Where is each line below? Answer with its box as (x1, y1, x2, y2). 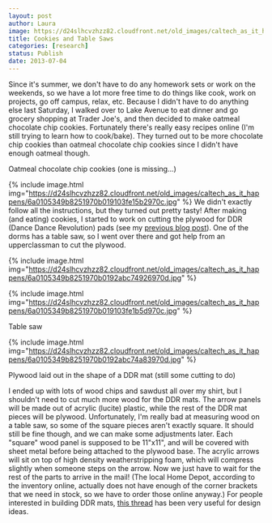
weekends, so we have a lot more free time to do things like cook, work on (8, 88, 257, 97)
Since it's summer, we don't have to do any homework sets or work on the (8, 79, 257, 89)
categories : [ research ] (8, 42, 89, 50)
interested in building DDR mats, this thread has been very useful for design (8, 498, 261, 508)
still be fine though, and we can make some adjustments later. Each (8, 429, 233, 439)
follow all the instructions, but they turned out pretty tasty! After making (8, 205, 247, 215)
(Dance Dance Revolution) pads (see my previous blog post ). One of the (8, 222, 249, 232)
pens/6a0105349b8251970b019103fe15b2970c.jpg (8, 196, 177, 207)
